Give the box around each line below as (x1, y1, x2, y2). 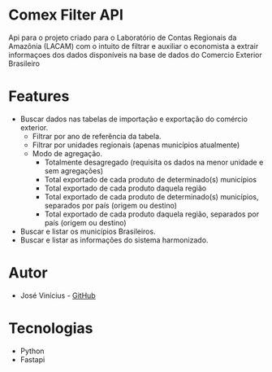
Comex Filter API (8, 6, 124, 24)
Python (19, 346, 45, 356)
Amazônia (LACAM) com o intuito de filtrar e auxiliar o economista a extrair (8, 41, 259, 50)
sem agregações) (44, 165, 104, 176)
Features (8, 87, 70, 106)
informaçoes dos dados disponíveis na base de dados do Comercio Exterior (8, 50, 262, 59)
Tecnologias (8, 319, 93, 337)
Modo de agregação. (32, 148, 103, 158)
